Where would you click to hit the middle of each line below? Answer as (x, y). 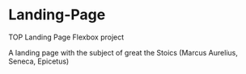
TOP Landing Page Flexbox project (66, 37)
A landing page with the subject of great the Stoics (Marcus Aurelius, (123, 52)
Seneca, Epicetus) (39, 61)
